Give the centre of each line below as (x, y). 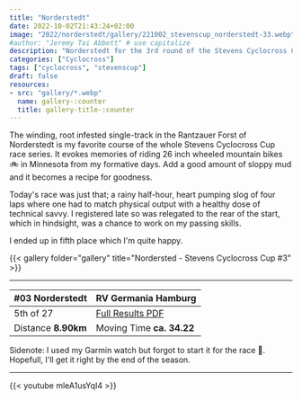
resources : (30, 84)
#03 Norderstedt (51, 298)
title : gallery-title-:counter (76, 110)
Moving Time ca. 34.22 (145, 328)
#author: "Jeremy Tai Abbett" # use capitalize (100, 43)
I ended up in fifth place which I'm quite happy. (96, 241)
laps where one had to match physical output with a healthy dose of (135, 204)
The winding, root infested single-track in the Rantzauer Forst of (128, 135)
